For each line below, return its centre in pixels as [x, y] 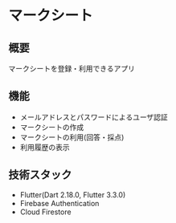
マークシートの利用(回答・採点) [72, 137]
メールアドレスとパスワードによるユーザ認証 [94, 117]
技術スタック [40, 175]
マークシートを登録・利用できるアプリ [72, 69]
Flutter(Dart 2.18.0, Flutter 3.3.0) [73, 195]
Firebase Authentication [59, 203]
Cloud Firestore [45, 212]
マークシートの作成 [52, 127]
